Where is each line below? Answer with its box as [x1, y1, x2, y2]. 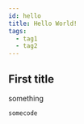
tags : [8, 27, 27, 35]
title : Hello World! [8, 19, 78, 28]
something [8, 93, 44, 103]
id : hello [8, 11, 42, 20]
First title [8, 72, 55, 86]
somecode [8, 109, 38, 118]
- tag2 [15, 42, 38, 50]
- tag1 [15, 34, 38, 43]
